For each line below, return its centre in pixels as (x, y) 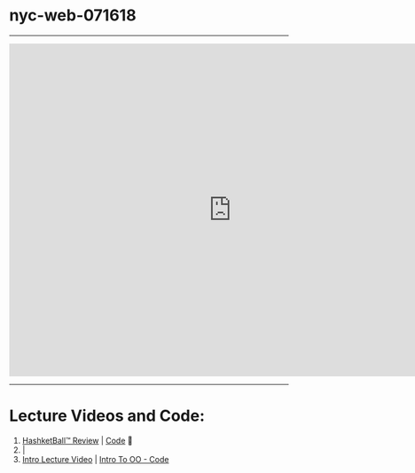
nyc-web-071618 (73, 16)
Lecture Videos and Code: (107, 416)
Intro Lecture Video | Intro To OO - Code (95, 459)
